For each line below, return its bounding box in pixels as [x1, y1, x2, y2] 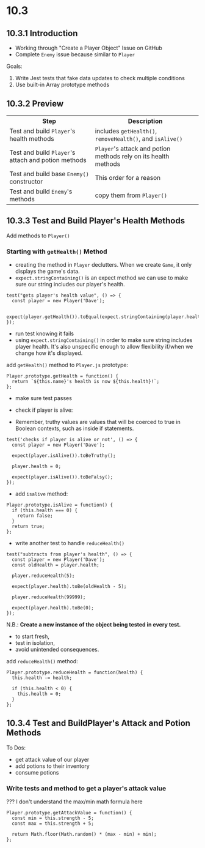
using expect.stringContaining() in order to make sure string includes [15, 336, 193, 343]
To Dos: [6, 744, 26, 751]
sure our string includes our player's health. [15, 280, 125, 288]
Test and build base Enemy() [9, 169, 90, 178]
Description [128, 117, 163, 125]
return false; [17, 512, 53, 519]
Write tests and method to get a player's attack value [6, 784, 167, 792]
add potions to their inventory [15, 762, 90, 770]
